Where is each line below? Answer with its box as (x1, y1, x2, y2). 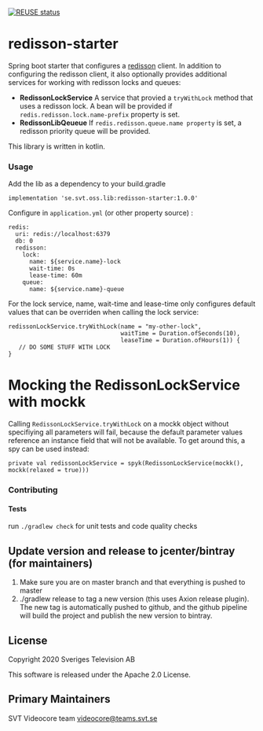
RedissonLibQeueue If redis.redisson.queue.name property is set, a (19, 118, 242, 127)
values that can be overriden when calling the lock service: (8, 308, 199, 317)
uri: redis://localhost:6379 (15, 231, 111, 238)
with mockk (8, 393, 86, 411)
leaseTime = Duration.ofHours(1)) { (120, 337, 241, 345)
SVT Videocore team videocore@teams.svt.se (8, 713, 158, 723)
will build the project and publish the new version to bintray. (19, 611, 213, 621)
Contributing (8, 485, 58, 496)
